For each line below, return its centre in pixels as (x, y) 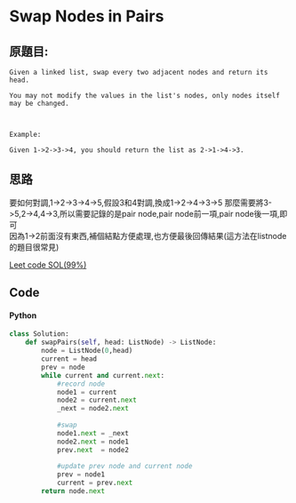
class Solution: (39, 334)
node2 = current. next (97, 400)
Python (23, 315)
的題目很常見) (34, 247)
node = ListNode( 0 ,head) (87, 351)
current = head (69, 359)
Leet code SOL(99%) (48, 265)
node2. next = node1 (92, 442)
